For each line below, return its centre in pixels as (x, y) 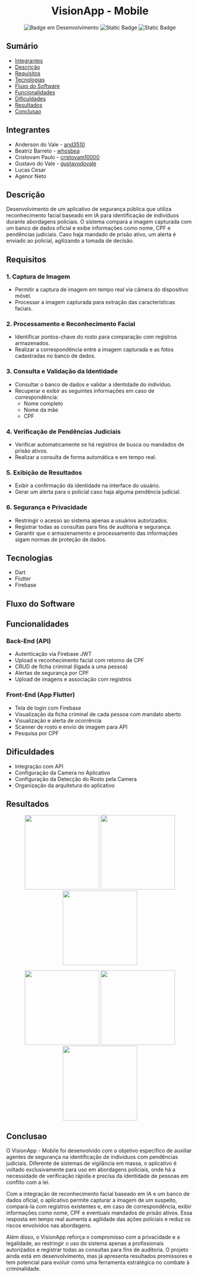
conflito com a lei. (28, 1182)
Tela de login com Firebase (48, 708)
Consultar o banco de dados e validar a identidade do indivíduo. (93, 384)
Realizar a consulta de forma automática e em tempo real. (85, 457)
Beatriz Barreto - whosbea (47, 151)
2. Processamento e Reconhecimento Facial (71, 324)
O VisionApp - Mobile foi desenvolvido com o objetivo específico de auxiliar (99, 1151)
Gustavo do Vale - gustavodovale (56, 163)
